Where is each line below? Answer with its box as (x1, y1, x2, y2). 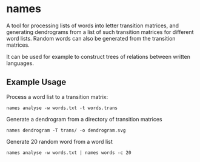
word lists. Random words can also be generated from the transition (6, 35, 176, 42)
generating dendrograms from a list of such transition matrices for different (6, 28, 194, 35)
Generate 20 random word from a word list (6, 138, 113, 145)
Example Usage (6, 77, 67, 87)
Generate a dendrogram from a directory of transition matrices (6, 115, 162, 123)
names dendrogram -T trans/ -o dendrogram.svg (6, 127, 126, 133)
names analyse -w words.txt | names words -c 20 (6, 149, 132, 156)
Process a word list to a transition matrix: (6, 93, 108, 100)
